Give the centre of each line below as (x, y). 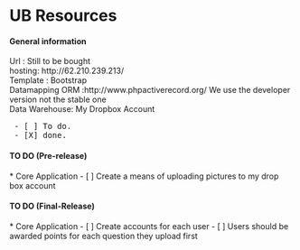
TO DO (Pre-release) (48, 155)
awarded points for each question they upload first (104, 236)
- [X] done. (41, 135)
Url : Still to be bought (50, 61)
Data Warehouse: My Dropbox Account (82, 109)
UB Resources (63, 16)
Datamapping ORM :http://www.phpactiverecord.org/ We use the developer (150, 90)
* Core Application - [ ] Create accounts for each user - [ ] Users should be (149, 226)
